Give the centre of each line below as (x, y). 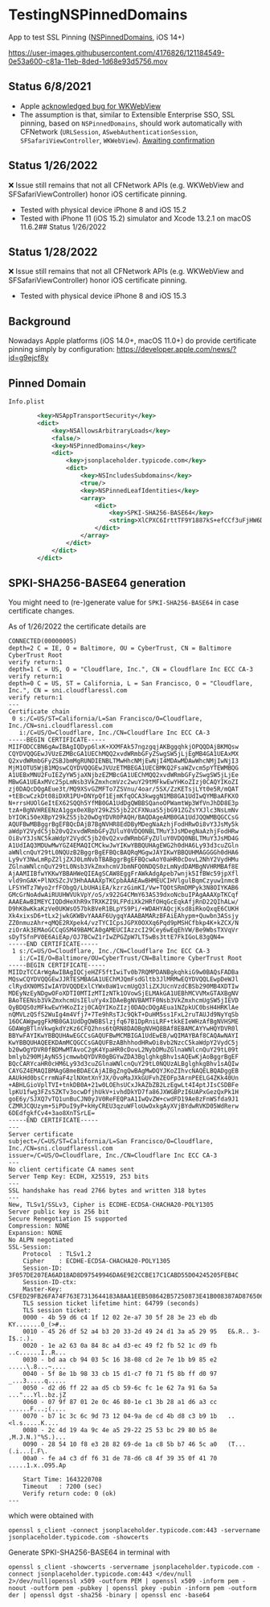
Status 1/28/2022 (53, 252)
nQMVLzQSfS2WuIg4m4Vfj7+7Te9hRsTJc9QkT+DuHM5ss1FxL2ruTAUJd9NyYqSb (124, 1015)
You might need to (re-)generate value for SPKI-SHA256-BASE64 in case (124, 602)
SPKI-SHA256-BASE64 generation (97, 582)
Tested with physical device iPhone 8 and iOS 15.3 (103, 296)
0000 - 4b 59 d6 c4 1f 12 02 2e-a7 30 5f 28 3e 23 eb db (120, 1318)
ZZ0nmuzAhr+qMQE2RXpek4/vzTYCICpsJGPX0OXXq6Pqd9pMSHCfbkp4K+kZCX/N (124, 923)
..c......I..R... (37, 1353)
